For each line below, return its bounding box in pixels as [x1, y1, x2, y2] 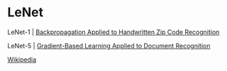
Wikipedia [7, 55, 37, 64]
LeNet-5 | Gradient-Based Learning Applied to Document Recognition [7, 41, 211, 50]
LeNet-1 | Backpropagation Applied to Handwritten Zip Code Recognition [7, 28, 220, 36]
